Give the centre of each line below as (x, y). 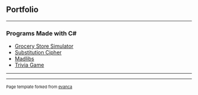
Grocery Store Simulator (44, 46)
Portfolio (22, 10)
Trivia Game (29, 65)
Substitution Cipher (38, 53)
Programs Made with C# (41, 33)
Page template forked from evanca (39, 87)
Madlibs (24, 59)
